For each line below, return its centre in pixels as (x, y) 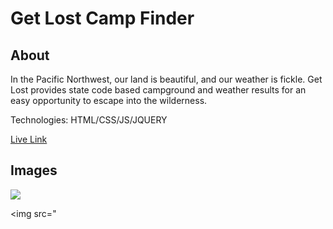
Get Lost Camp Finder (102, 18)
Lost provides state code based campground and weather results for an (158, 90)
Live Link (29, 139)
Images (34, 170)
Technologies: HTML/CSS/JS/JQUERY (89, 120)
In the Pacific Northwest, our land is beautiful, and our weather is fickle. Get (166, 79)
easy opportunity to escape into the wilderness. (109, 100)
